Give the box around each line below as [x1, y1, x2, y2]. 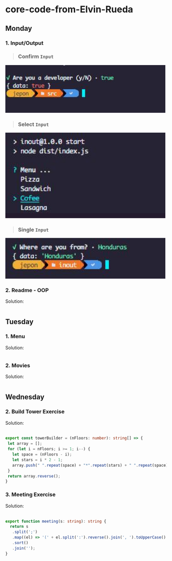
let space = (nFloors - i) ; [12, 452, 72, 457]
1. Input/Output [5, 39, 44, 47]
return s [10, 524, 29, 529]
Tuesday [5, 318, 34, 326]
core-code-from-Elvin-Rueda [5, 4, 134, 15]
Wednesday [5, 393, 45, 402]
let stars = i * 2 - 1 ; [12, 457, 63, 462]
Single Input [17, 226, 49, 233]
